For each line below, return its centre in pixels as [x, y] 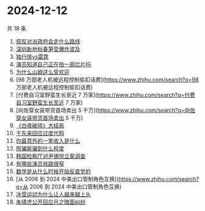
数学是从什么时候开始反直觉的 [53, 171]
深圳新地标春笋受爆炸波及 [48, 49]
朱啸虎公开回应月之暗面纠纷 [51, 202]
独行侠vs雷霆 [32, 56]
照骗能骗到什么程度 [40, 148]
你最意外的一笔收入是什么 [48, 141]
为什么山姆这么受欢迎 [42, 72]
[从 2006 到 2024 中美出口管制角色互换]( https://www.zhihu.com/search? [107, 179]
